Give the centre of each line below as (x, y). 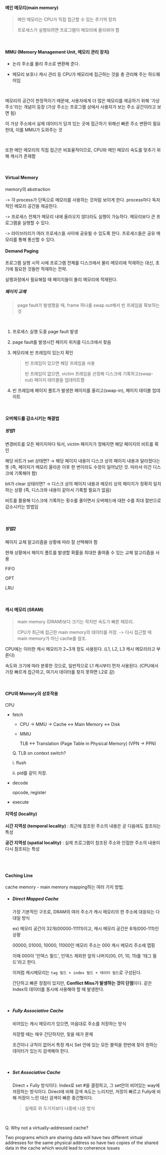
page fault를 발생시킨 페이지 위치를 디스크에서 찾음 (62, 342)
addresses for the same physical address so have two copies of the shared (82, 1143)
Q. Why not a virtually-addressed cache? (47, 1128)
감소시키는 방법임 (22, 507)
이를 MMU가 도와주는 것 (39, 130)
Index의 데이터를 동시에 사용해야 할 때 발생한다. (58, 989)
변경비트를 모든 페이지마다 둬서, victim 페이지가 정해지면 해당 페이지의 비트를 (79, 444)
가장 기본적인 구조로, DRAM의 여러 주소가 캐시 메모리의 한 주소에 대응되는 (83, 912)
